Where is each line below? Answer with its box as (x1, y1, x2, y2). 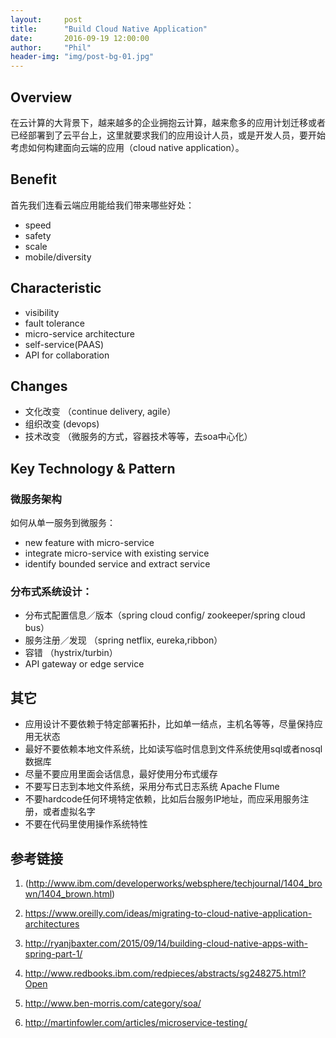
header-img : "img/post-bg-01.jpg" (10, 52, 155, 62)
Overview (10, 89, 73, 106)
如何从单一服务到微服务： (10, 517, 116, 529)
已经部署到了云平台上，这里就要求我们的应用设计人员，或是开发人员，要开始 (10, 129, 326, 141)
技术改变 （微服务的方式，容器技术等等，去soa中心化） (24, 431, 253, 443)
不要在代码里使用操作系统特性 (24, 818, 148, 830)
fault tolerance (24, 317, 85, 329)
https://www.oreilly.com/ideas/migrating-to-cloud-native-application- (24, 907, 313, 919)
